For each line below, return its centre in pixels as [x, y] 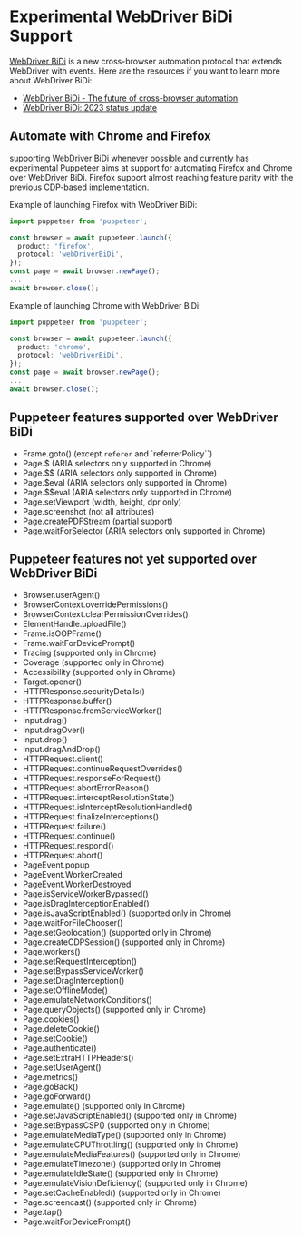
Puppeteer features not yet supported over [133, 559]
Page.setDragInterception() [73, 981]
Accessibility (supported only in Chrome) [99, 672]
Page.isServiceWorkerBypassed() [85, 894]
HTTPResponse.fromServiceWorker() [92, 711]
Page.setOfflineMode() [65, 990]
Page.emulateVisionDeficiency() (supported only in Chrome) [135, 1183]
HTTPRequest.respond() [68, 846]
